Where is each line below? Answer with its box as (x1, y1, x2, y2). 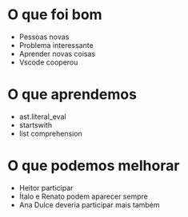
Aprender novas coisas (18, 49, 96, 58)
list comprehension (18, 128, 83, 138)
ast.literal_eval (18, 112, 66, 121)
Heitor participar (18, 183, 74, 192)
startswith (18, 120, 53, 129)
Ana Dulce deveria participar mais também (18, 199, 161, 209)
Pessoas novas (18, 32, 70, 41)
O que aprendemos (7, 85, 138, 104)
